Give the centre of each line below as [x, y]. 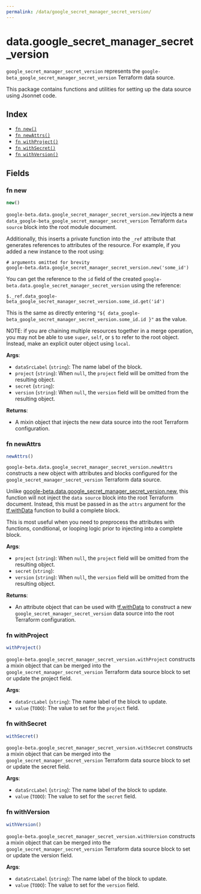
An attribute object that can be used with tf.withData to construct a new [103, 607]
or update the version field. [40, 855]
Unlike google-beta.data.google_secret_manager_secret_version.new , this [97, 491]
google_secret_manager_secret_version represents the [73, 71]
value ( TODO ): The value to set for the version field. [77, 885]
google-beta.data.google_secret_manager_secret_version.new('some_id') [97, 268]
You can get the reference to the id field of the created [74, 279]
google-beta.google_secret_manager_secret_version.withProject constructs [101, 660]
